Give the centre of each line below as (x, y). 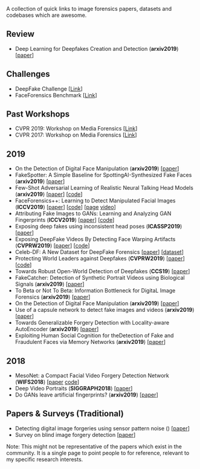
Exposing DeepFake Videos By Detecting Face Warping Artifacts (95, 239)
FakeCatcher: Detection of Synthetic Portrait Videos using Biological (100, 278)
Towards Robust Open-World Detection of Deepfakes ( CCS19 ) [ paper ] (102, 271)
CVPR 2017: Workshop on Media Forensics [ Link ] (76, 135)
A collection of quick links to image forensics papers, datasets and (89, 9)
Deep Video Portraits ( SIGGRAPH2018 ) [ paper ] (74, 389)
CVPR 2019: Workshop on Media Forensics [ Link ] (76, 129)
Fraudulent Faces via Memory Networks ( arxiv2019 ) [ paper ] (90, 342)
